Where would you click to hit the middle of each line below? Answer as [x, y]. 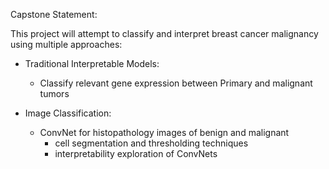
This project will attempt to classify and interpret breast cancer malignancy [164, 33]
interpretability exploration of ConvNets [136, 153]
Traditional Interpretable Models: [92, 63]
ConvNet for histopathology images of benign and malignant [164, 132]
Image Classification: [68, 113]
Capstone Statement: [54, 14]
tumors [54, 93]
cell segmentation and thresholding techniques [151, 143]
